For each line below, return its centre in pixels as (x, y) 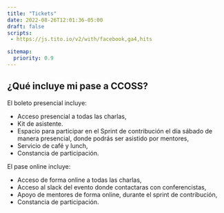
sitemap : (20, 52)
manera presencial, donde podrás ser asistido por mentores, (103, 138)
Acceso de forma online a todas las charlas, (79, 180)
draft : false (26, 26)
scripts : (20, 33)
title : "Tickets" (32, 13)
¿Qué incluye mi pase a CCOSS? (78, 86)
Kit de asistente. (40, 123)
